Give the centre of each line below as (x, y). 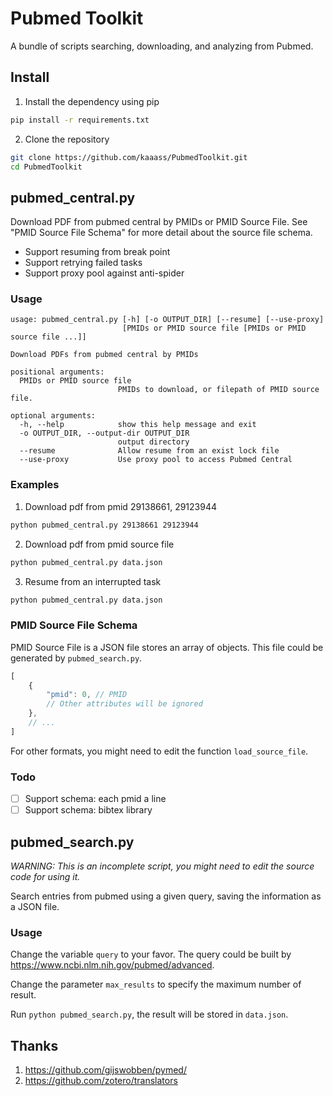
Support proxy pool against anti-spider (104, 273)
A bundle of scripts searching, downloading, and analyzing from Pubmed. (162, 46)
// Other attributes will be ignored (124, 704)
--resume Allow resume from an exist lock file (149, 451)
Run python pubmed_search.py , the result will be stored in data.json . (149, 1014)
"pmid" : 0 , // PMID (87, 695)
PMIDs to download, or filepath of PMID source (218, 390)
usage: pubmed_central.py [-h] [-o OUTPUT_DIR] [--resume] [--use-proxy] (167, 320)
